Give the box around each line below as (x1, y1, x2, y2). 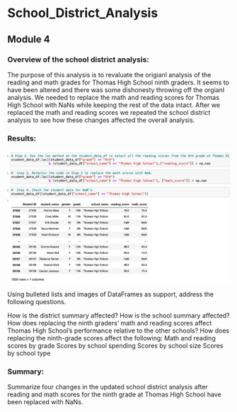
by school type (7, 349, 51, 357)
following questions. (7, 297, 67, 306)
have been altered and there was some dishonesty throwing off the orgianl (7, 85, 225, 94)
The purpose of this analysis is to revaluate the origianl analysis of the (7, 70, 212, 79)
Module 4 (7, 33, 51, 45)
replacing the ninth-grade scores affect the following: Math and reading (7, 333, 216, 342)
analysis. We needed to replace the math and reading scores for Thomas (7, 93, 219, 101)
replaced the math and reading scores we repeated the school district (7, 108, 211, 116)
